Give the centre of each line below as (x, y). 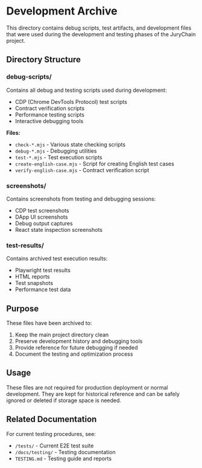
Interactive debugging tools (49, 121)
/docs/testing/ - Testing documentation (65, 452)
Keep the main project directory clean (62, 335)
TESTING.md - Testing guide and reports (63, 458)
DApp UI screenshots (41, 217)
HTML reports (32, 277)
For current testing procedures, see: (51, 434)
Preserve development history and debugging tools (79, 341)
